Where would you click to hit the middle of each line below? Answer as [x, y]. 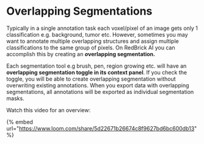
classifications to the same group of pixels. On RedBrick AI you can [91, 48]
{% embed [20, 122]
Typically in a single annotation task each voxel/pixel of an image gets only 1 [102, 28]
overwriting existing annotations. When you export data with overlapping [98, 85]
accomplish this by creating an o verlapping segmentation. [81, 54]
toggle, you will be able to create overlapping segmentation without [91, 79]
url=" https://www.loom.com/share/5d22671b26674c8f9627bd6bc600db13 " [102, 128]
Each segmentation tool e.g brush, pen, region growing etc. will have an [97, 66]
